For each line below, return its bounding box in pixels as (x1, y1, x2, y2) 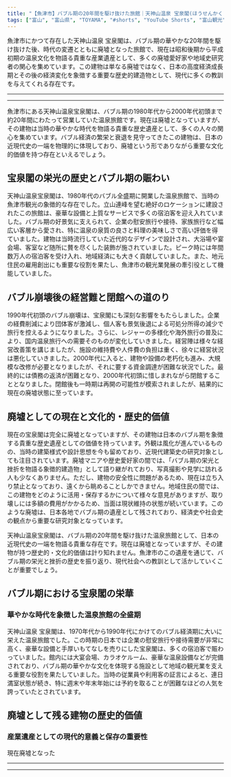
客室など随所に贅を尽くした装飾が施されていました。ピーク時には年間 (25, 243, 224, 252)
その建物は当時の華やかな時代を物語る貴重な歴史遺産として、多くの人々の (7, 124, 218, 132)
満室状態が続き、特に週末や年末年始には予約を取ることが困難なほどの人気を (7, 678, 224, 687)
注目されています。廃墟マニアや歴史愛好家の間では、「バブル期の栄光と (19, 456, 220, 464)
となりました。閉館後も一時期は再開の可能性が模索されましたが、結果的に (12, 380, 224, 388)
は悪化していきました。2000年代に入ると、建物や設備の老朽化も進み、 (7, 354, 209, 363)
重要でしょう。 (19, 565, 62, 574)
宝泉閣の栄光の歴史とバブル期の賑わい (7, 172, 170, 183)
